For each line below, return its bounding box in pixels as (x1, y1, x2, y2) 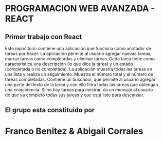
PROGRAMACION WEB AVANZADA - (5, 3, 155, 14)
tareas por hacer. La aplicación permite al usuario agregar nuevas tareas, (5, 51, 152, 56)
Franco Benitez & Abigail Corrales (5, 125, 144, 137)
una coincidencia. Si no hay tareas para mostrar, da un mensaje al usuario (5, 87, 153, 92)
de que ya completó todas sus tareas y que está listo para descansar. (5, 92, 145, 98)
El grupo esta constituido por (5, 106, 95, 114)
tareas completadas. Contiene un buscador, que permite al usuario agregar (5, 76, 156, 82)
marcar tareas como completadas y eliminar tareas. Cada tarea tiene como (5, 56, 155, 61)
